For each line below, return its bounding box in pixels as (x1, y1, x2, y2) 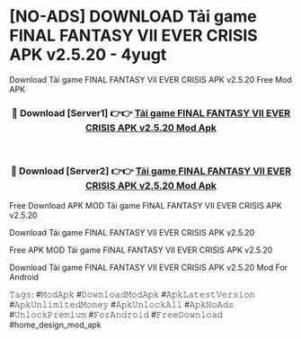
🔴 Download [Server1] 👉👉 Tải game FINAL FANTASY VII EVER (12, 106, 290, 119)
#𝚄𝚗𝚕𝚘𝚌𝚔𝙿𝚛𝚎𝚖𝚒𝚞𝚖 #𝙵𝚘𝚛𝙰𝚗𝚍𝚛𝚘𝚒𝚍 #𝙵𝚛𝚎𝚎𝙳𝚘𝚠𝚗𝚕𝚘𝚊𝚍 (9, 308, 223, 320)
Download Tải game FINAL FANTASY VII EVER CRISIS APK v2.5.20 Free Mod (9, 74, 292, 85)
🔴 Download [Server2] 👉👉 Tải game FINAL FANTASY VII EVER (10, 165, 292, 177)
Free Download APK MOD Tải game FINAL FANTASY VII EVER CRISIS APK (9, 200, 283, 210)
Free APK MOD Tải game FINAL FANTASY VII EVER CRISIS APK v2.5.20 (9, 245, 273, 255)
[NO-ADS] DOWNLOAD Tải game (9, 6, 258, 27)
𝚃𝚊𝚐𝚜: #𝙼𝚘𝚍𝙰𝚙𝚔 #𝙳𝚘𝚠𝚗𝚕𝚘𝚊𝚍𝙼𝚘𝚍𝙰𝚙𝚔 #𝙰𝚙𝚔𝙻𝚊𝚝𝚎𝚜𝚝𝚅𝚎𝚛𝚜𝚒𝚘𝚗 (9, 289, 256, 299)
